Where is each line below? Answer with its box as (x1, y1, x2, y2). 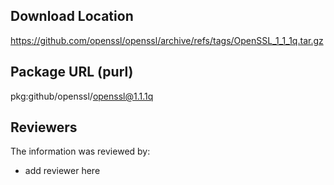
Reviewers (10, 119, 78, 136)
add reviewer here (24, 165, 101, 177)
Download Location (10, 8, 134, 25)
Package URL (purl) (10, 64, 134, 81)
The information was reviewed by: (10, 145, 151, 158)
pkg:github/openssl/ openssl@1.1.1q (10, 90, 154, 102)
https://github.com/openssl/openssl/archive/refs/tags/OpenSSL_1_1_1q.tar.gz (10, 34, 324, 46)
